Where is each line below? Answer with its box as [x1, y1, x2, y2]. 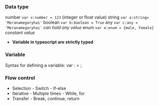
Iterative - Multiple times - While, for [12, 91, 85, 96]
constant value [5, 30, 35, 36]
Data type [5, 3, 29, 10]
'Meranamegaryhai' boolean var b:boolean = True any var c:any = [5, 19, 138, 25]
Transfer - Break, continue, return [12, 95, 80, 101]
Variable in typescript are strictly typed [12, 39, 93, 45]
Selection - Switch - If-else [12, 85, 67, 91]
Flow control [5, 74, 35, 81]
